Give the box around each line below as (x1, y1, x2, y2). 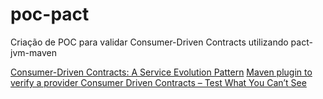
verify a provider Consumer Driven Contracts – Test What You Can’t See (10, 76, 307, 88)
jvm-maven (10, 46, 57, 58)
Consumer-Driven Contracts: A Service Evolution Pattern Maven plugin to (10, 66, 313, 78)
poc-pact (10, 3, 90, 26)
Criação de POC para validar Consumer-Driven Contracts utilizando (10, 36, 289, 48)
